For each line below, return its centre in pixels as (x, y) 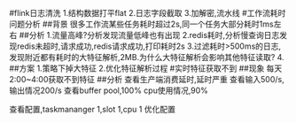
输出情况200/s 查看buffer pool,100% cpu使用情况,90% (109, 90)
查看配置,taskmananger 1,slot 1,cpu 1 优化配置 (92, 109)
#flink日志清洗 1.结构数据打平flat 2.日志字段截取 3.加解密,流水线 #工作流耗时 (148, 13)
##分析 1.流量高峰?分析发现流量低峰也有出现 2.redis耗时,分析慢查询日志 (149, 35)
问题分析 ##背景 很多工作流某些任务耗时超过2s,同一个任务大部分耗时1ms (141, 24)
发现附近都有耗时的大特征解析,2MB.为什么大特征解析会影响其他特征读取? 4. (147, 57)
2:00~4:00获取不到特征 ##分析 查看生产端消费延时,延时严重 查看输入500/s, (147, 79)
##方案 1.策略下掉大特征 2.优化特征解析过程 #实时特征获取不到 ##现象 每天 (146, 68)
